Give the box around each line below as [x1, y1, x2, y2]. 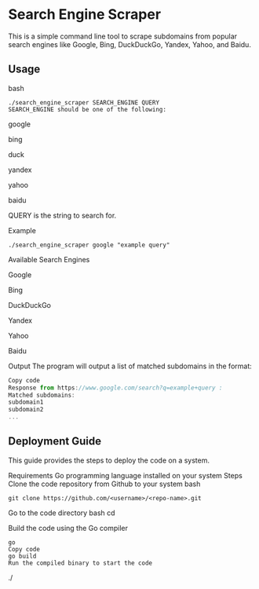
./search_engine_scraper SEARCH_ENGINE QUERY [8, 98, 159, 107]
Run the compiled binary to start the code [8, 559, 153, 567]
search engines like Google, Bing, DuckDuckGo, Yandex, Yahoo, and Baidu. [8, 39, 251, 49]
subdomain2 [8, 406, 44, 414]
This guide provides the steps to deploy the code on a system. [8, 455, 210, 465]
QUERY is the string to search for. [8, 210, 117, 220]
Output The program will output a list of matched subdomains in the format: [8, 361, 253, 371]
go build [8, 552, 37, 560]
